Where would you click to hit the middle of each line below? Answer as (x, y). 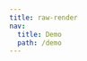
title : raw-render (43, 17)
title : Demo (40, 34)
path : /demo (40, 43)
